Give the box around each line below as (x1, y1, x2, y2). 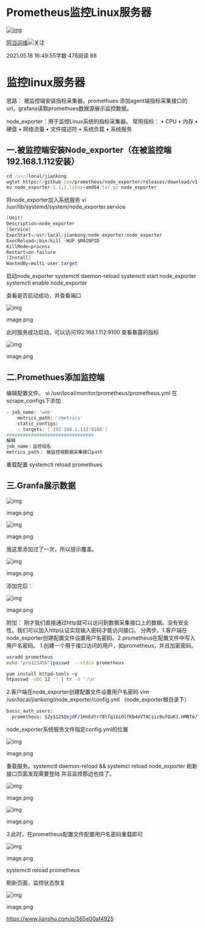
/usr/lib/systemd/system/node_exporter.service (6, 203, 126, 211)
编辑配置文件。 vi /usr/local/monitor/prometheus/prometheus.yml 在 (6, 389, 178, 397)
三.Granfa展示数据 (6, 481, 76, 491)
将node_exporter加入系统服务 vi (6, 196, 87, 204)
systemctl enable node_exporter (6, 279, 87, 286)
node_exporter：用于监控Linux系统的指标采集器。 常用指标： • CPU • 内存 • (6, 118, 198, 125)
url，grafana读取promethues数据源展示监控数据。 (6, 105, 132, 112)
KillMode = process (6, 243, 51, 250)
